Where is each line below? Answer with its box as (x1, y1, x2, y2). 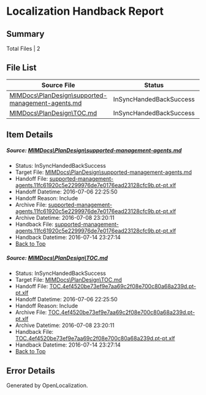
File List (6, 62, 37, 73)
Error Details (6, 366, 55, 376)
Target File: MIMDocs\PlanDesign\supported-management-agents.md (15, 168, 192, 176)
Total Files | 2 (6, 45, 40, 52)
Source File (41, 81, 75, 89)
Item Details (6, 130, 53, 140)
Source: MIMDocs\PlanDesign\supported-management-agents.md (6, 146, 182, 154)
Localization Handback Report (6, 4, 164, 18)
